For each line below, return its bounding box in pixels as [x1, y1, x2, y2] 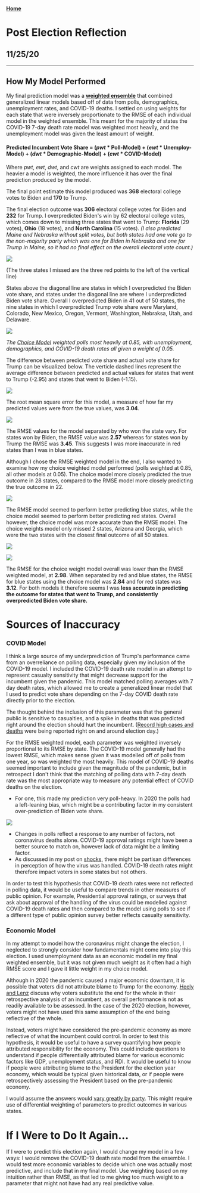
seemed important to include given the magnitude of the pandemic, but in [6, 764, 187, 771]
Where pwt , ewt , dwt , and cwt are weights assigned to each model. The [6, 163, 182, 171]
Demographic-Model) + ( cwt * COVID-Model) [46, 150, 162, 157]
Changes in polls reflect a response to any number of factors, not [14, 831, 176, 838]
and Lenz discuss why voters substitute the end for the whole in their [6, 990, 176, 997]
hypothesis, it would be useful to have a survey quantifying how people [6, 1039, 181, 1046]
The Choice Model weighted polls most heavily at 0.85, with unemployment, [6, 339, 192, 346]
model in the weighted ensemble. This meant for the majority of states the [6, 117, 187, 125]
